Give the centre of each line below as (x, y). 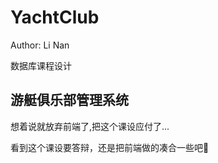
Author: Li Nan (40, 45)
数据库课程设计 (41, 65)
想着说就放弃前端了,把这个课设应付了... (90, 126)
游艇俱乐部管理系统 (69, 100)
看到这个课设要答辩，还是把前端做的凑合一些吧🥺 (110, 147)
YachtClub (55, 17)
